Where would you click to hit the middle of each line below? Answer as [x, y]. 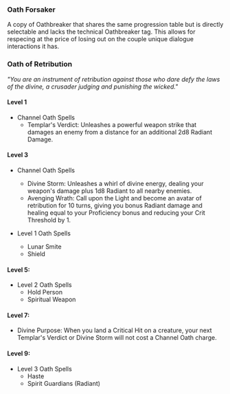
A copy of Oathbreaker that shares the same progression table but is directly [115, 25]
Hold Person [45, 292]
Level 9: [19, 354]
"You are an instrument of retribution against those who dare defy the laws [114, 79]
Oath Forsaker [32, 10]
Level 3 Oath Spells [44, 369]
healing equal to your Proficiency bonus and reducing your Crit [116, 213]
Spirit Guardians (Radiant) [64, 383]
